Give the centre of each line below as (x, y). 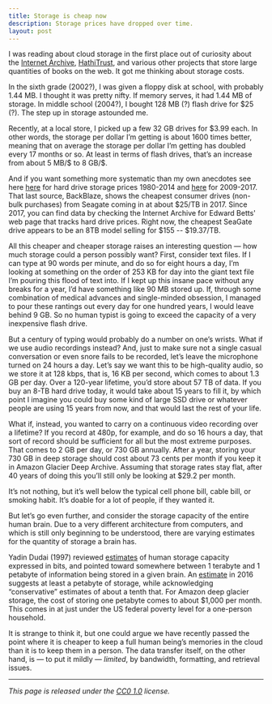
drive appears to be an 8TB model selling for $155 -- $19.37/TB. (115, 230)
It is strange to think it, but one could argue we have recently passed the (129, 633)
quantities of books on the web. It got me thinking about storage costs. (126, 71)
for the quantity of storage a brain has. (73, 542)
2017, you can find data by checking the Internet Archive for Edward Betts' (132, 213)
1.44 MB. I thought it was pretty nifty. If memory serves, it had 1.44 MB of (130, 96)
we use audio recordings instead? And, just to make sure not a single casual (135, 348)
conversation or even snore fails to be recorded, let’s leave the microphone (134, 357)
